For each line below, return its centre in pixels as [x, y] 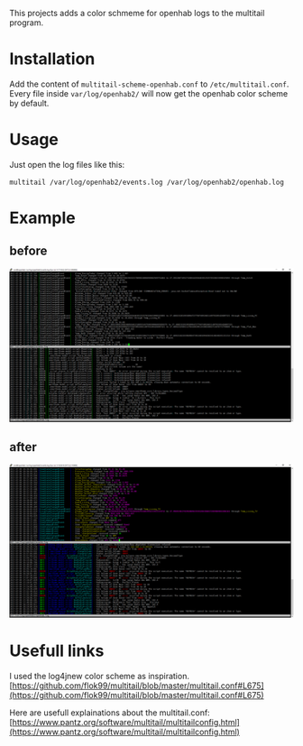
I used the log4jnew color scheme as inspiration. [99, 676]
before [28, 251]
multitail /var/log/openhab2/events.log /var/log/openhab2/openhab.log [147, 182]
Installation [52, 59]
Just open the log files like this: [67, 164]
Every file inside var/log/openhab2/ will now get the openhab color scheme [149, 93]
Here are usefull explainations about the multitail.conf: [110, 713]
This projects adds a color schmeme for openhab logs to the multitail [137, 13]
